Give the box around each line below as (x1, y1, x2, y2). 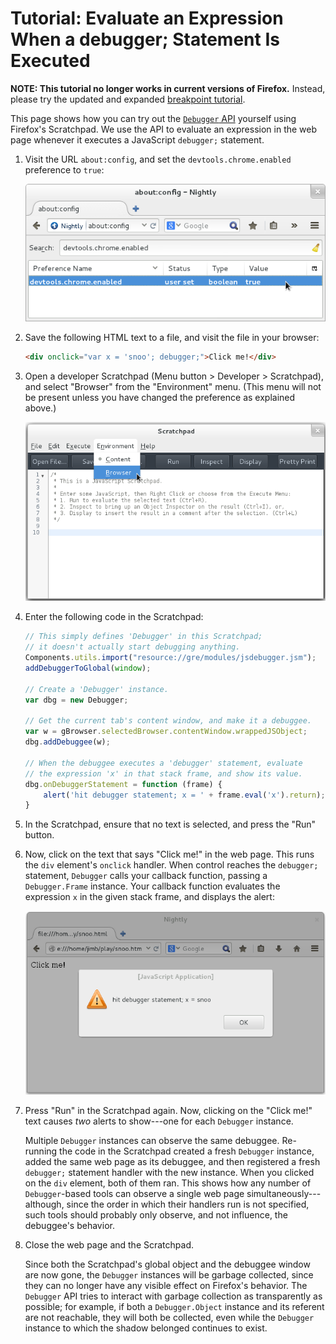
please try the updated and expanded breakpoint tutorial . (10, 93, 246, 105)
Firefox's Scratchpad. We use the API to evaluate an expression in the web (10, 123, 318, 135)
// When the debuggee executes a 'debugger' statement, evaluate (24, 758, 303, 768)
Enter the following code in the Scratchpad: (24, 611, 204, 623)
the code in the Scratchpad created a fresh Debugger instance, (59, 1145, 315, 1157)
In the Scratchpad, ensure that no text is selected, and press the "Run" (24, 818, 317, 831)
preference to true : (24, 163, 105, 176)
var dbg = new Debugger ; (24, 695, 129, 705)
